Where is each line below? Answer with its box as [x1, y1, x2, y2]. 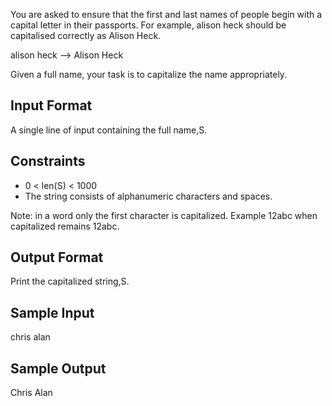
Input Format [10, 97, 93, 114]
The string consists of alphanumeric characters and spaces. [24, 190, 273, 202]
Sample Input [10, 304, 95, 321]
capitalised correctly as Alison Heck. [10, 30, 162, 41]
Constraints [10, 153, 86, 170]
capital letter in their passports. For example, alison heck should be [10, 19, 287, 31]
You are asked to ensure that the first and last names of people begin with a [10, 9, 323, 20]
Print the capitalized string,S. [10, 275, 130, 288]
